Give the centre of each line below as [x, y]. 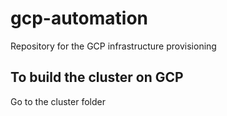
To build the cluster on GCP [97, 77]
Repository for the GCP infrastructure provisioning [113, 46]
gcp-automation [79, 18]
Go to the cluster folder [58, 101]
